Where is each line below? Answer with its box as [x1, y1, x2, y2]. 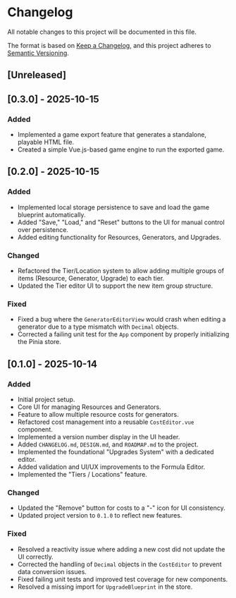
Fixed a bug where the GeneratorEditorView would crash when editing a [17, 315, 226, 324]
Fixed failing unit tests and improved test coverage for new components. [17, 575, 228, 583]
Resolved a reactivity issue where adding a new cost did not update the [17, 544, 225, 554]
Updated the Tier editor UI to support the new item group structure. [17, 281, 213, 290]
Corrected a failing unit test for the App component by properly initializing [17, 330, 230, 338]
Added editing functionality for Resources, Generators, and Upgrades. [17, 233, 221, 241]
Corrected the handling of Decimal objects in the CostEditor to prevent [17, 560, 222, 568]
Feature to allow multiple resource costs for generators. [17, 410, 179, 418]
